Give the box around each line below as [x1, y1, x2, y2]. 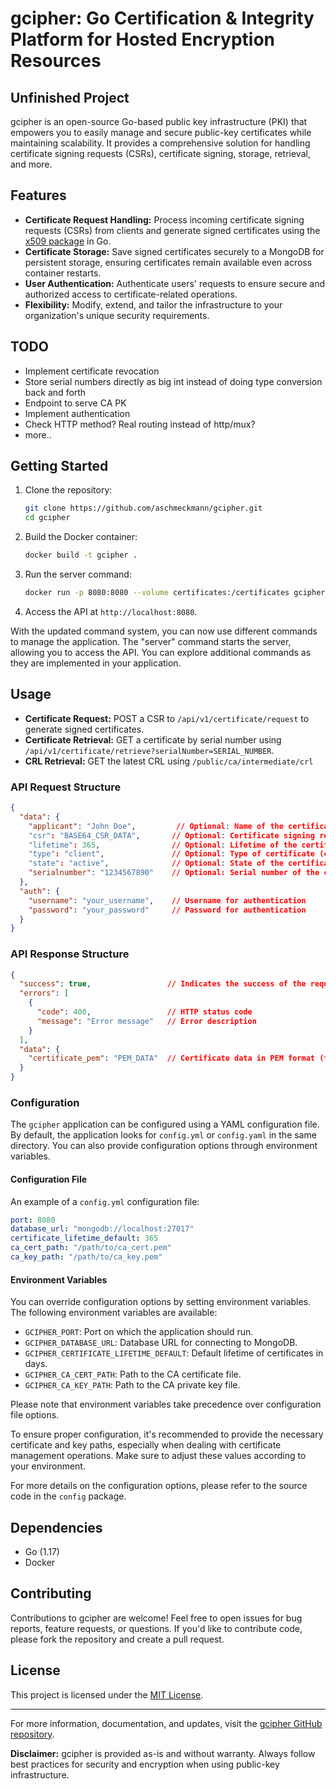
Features [10, 187, 67, 204]
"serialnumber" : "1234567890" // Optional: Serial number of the [28, 868, 320, 878]
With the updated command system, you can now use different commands [10, 625, 318, 637]
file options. [10, 1409, 60, 1421]
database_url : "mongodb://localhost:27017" [10, 1224, 195, 1234]
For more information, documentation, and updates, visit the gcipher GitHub [10, 1717, 323, 1729]
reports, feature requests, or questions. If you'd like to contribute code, [10, 1622, 303, 1634]
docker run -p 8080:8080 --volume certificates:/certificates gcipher [24, 588, 326, 598]
